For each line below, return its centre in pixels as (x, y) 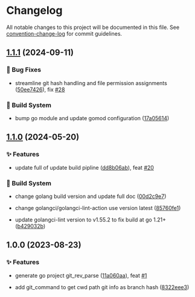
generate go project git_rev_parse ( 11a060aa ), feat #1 (81, 275)
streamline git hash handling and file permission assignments (91, 83)
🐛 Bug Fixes (24, 70)
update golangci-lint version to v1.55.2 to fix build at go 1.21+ (91, 219)
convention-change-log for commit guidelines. (64, 33)
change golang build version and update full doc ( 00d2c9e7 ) (91, 196)
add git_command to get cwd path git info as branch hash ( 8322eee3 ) (102, 287)
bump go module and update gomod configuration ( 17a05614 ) (92, 118)
